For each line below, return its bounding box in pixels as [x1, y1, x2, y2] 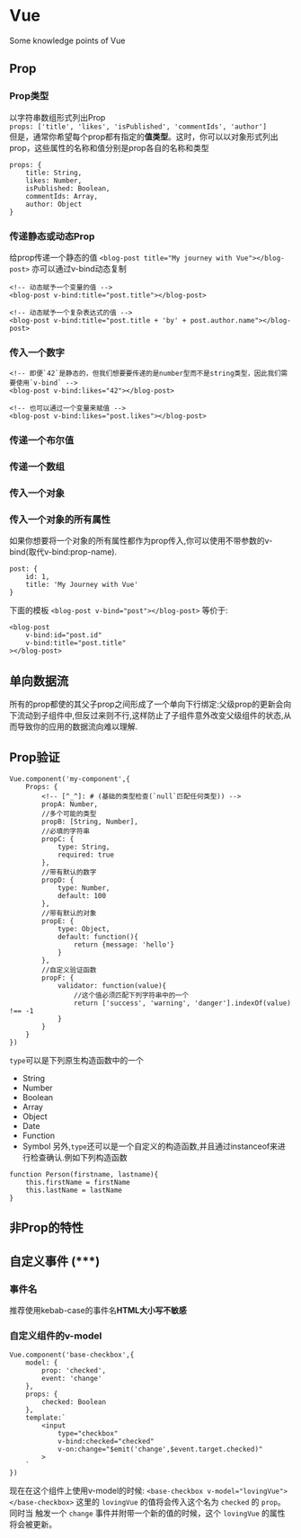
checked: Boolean [41, 1398, 106, 1407]
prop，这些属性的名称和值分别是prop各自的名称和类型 [9, 142, 209, 153]
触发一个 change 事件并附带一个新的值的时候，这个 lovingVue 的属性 [34, 1507, 286, 1519]
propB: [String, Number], [41, 817, 139, 826]
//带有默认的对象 [41, 909, 97, 918]
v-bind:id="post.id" [25, 631, 102, 640]
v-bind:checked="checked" [57, 1437, 155, 1446]
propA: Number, [41, 799, 99, 809]
